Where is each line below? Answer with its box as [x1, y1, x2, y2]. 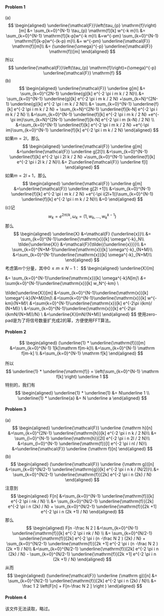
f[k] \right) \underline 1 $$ [56, 373, 109, 379]
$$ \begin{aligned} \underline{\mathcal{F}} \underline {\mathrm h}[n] [12, 425, 153, 431]
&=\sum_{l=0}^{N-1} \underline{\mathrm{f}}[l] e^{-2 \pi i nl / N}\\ [17, 441, 147, 447]
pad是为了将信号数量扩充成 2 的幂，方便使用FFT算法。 [5, 317, 114, 323]
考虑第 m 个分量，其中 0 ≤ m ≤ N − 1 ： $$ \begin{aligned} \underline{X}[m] [5, 265, 154, 271]
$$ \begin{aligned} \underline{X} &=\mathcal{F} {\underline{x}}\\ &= [13, 231, 151, 237]
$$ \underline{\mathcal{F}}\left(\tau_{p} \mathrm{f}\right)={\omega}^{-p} [8, 65, 157, 71]
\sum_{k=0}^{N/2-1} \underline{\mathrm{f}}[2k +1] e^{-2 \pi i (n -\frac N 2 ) [6, 541, 158, 547]
